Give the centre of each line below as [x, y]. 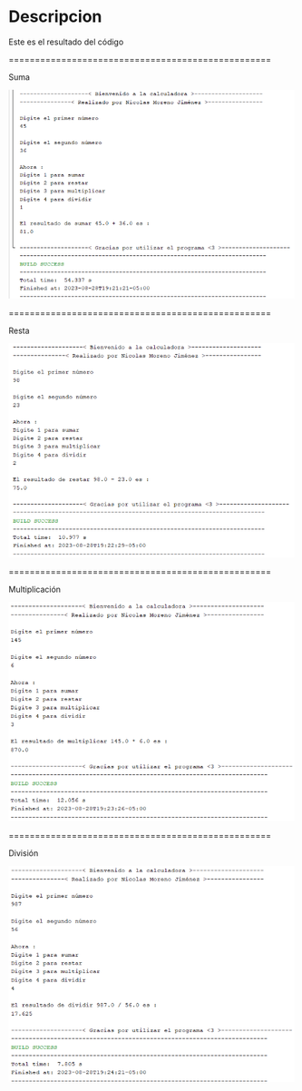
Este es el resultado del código [66, 42]
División [24, 853]
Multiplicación [34, 589]
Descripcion [55, 17]
